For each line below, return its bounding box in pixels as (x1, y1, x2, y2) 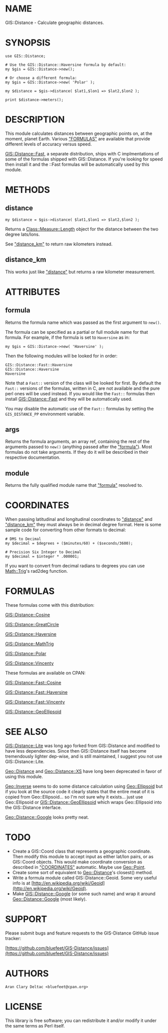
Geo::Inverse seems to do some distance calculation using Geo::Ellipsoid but (5, 783, 163, 790)
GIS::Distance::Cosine (5, 612, 50, 618)
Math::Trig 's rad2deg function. (5, 568, 68, 574)
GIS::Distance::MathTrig (5, 641, 54, 647)
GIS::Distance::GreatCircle (5, 622, 59, 628)
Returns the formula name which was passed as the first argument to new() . (5, 319, 161, 325)
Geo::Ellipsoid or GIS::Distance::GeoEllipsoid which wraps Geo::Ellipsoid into (5, 799, 162, 805)
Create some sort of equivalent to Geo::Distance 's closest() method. (12, 870, 153, 875)
